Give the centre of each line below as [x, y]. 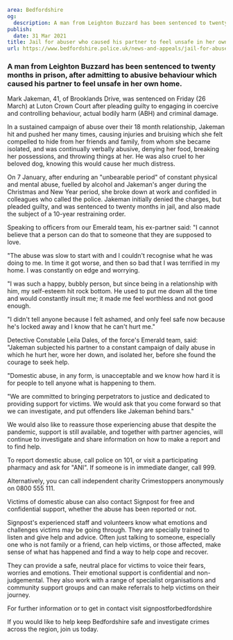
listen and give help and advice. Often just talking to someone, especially [111, 537]
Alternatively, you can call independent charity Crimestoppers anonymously [115, 481]
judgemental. [26, 580]
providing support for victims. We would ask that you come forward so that [114, 404]
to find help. [24, 447]
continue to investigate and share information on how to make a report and [114, 440]
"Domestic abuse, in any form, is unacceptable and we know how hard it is [114, 376]
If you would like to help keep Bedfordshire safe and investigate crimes [109, 622]
